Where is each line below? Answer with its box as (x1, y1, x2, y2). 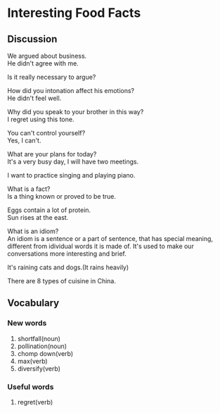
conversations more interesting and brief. (7, 249, 127, 258)
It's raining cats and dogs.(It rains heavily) (7, 263, 129, 271)
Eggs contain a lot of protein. (7, 206, 91, 214)
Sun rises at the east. (7, 214, 69, 221)
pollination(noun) (17, 342, 67, 350)
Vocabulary (7, 297, 60, 309)
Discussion (7, 33, 58, 45)
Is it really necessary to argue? (7, 73, 96, 81)
